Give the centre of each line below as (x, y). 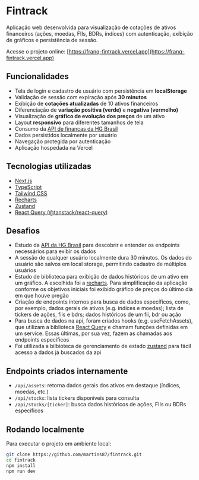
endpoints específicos (42, 340)
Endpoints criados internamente (67, 371)
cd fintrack (21, 460)
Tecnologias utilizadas (49, 167)
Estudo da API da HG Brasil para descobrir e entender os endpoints (97, 245)
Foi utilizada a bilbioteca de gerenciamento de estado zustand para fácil (103, 346)
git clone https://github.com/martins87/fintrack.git (74, 454)
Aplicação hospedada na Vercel (54, 147)
